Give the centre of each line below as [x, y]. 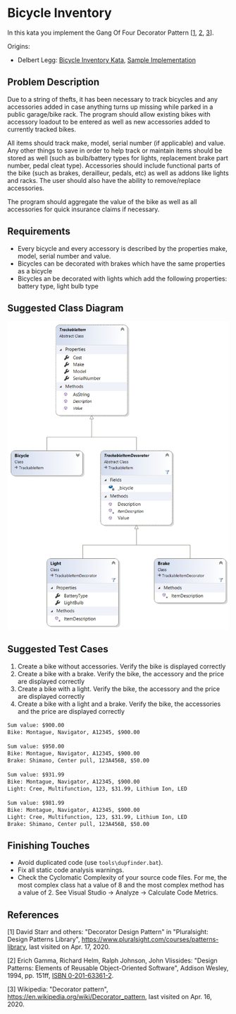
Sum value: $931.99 [36, 774]
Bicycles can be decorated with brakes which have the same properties [121, 264]
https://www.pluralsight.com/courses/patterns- [150, 939]
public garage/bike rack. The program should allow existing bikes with [109, 114]
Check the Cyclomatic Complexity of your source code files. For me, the [122, 878]
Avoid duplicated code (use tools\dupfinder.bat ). [90, 863]
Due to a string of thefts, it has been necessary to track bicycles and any [113, 99]
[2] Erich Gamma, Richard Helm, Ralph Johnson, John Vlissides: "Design [113, 961]
